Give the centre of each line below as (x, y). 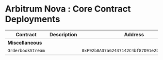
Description (63, 34)
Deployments (33, 19)
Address (134, 34)
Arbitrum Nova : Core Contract (68, 9)
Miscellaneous (25, 43)
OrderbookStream (26, 50)
